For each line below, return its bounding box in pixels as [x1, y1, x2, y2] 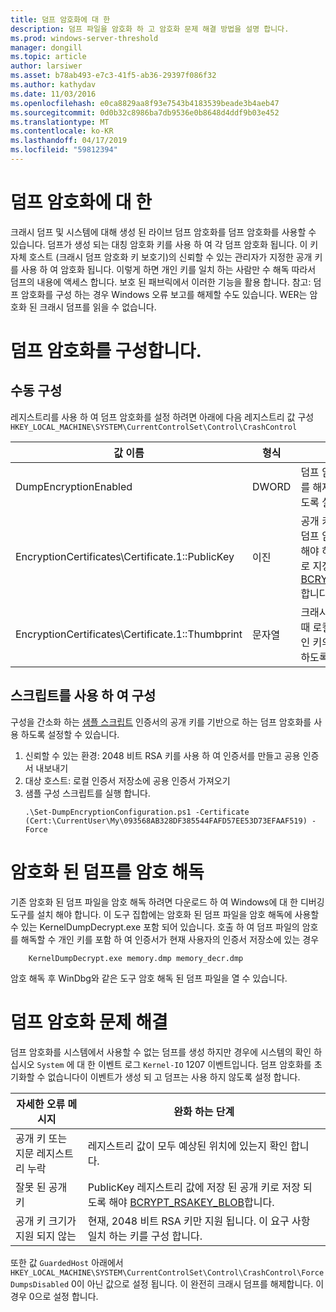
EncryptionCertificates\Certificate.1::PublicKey [15, 549, 235, 563]
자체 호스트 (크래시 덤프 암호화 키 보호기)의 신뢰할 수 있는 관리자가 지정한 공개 [10, 251, 313, 263]
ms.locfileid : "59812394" [10, 145, 118, 155]
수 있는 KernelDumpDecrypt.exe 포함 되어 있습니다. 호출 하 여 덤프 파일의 [10, 921, 300, 933]
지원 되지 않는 [15, 1229, 77, 1243]
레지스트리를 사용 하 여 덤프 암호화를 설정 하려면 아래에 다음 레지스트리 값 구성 [10, 411, 315, 423]
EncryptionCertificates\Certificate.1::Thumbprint [15, 627, 243, 641]
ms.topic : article [10, 52, 87, 62]
